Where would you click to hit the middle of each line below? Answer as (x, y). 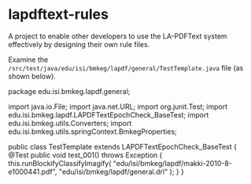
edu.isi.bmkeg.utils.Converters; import (70, 123)
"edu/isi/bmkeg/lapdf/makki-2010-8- (172, 163)
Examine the (28, 60)
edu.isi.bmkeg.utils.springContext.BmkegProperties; (92, 132)
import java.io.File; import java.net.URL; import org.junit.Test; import (118, 106)
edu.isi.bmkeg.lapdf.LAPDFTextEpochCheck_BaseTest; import (109, 114)
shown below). (32, 76)
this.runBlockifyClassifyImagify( (60, 163)
